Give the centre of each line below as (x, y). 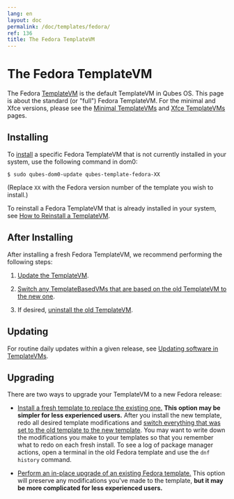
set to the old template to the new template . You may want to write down (121, 430)
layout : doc (24, 20)
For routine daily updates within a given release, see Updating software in (113, 348)
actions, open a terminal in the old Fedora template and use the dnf (114, 452)
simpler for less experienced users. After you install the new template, (119, 415)
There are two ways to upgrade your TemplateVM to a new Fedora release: (115, 394)
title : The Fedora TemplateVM (51, 40)
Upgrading (31, 377)
